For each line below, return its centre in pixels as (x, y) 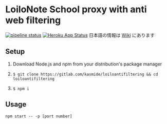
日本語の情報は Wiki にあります (122, 35)
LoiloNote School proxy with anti (76, 9)
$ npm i (21, 89)
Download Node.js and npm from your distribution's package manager (87, 64)
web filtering (33, 20)
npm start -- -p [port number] (39, 116)
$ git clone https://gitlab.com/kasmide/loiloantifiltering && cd (85, 74)
